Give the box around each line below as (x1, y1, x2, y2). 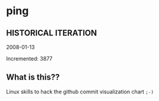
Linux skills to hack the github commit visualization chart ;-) (6, 88, 154, 95)
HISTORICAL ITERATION (6, 28, 97, 38)
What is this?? (6, 72, 60, 83)
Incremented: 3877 (6, 55, 53, 62)
